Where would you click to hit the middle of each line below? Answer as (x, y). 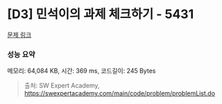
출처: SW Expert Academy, (62, 86)
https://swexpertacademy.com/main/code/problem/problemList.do (120, 94)
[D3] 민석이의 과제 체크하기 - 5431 (101, 14)
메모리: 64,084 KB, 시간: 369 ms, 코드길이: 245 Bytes (82, 71)
